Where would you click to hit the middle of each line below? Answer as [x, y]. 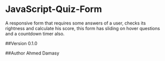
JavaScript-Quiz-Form [54, 9]
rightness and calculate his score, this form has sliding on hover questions [83, 28]
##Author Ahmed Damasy [32, 53]
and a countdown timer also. [35, 33]
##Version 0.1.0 [22, 43]
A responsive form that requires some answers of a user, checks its [75, 23]
